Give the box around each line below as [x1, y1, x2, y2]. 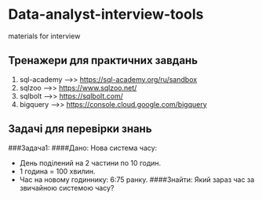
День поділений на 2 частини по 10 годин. [19, 158, 162, 167]
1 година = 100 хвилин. [19, 166, 96, 176]
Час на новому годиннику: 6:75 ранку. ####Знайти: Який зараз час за [19, 174, 255, 184]
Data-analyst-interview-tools [8, 5, 204, 23]
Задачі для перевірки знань [8, 123, 152, 136]
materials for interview [8, 31, 81, 41]
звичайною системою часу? [19, 183, 115, 192]
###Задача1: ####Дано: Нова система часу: [8, 143, 158, 152]
